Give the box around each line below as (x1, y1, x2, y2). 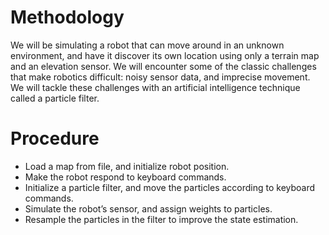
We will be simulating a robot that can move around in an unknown (10, 39, 285, 51)
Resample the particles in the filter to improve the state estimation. (24, 213, 299, 225)
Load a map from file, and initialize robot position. (24, 160, 230, 172)
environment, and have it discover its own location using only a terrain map (10, 49, 320, 61)
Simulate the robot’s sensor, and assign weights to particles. (24, 202, 273, 215)
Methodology (10, 6, 125, 29)
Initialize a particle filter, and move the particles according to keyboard (24, 181, 316, 193)
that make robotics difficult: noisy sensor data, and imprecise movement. (10, 71, 311, 83)
